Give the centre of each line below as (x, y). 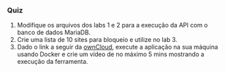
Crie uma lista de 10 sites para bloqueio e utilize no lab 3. (97, 40)
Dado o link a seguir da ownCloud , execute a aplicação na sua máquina (118, 47)
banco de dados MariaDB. (54, 32)
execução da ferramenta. (52, 62)
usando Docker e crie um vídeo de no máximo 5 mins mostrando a (110, 54)
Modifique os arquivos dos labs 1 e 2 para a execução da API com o (112, 25)
